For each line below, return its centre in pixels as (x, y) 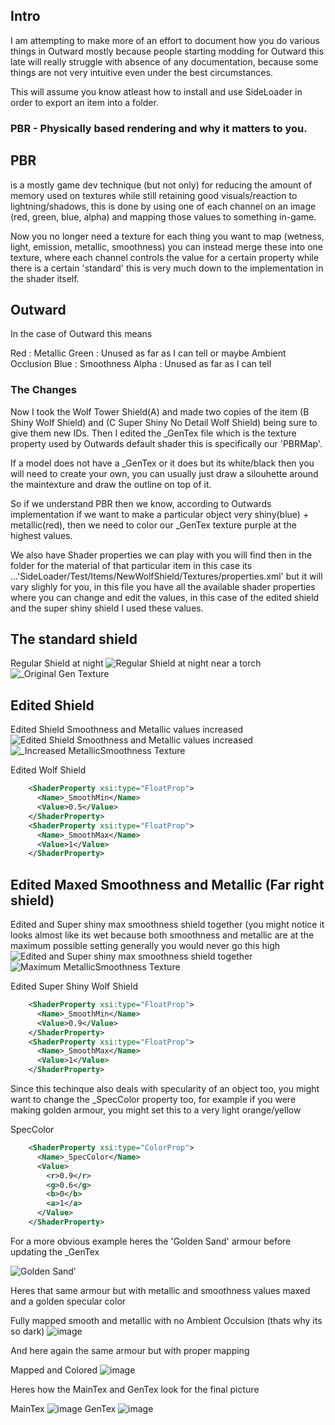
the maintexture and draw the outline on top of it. (111, 484)
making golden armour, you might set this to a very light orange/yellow (156, 1110)
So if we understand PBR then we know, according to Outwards (141, 503)
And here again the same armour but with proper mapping (130, 1350)
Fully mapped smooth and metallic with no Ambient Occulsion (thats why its (166, 1320)
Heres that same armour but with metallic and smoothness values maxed (160, 1290)
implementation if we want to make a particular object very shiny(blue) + (160, 514)
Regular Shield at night (57, 663)
